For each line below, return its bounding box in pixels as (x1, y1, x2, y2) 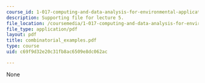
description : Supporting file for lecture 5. (6, 15, 124, 21)
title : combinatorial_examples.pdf (6, 37, 97, 43)
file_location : (6, 20, 45, 26)
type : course (6, 43, 40, 49)
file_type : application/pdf (6, 26, 78, 32)
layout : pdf (6, 32, 37, 38)
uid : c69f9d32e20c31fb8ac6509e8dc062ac (6, 49, 108, 55)
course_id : (6, 9, 34, 15)
